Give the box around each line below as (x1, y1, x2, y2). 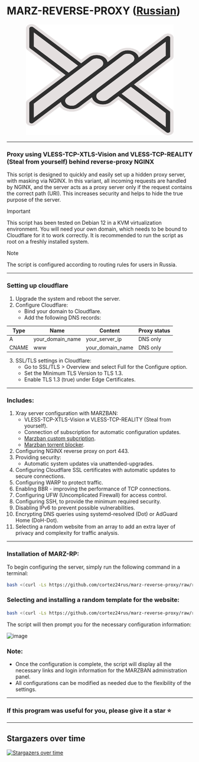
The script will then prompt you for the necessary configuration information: (6, 621, 191, 628)
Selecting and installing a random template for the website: (6, 596, 180, 604)
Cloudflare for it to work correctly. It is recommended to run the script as (6, 232, 184, 239)
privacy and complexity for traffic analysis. (15, 530, 119, 537)
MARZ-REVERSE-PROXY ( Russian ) (6, 4, 181, 18)
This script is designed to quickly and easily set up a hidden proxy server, (6, 171, 186, 178)
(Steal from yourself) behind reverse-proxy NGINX (6, 157, 154, 165)
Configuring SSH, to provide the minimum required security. (15, 498, 161, 505)
